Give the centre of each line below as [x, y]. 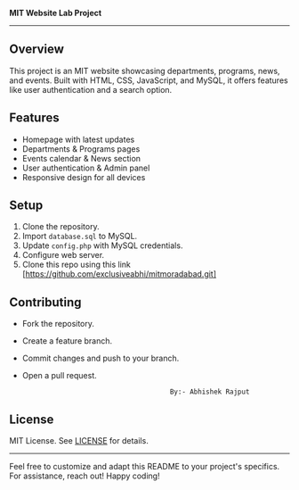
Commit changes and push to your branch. [101, 358]
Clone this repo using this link [77, 265]
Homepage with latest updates [78, 139]
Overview [37, 50]
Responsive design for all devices [84, 177]
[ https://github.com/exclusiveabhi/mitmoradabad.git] [119, 274]
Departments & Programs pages [81, 149]
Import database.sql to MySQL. [80, 237]
